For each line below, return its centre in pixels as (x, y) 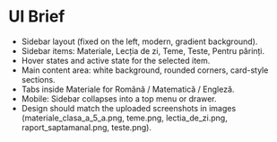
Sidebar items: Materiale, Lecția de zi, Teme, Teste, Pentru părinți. (143, 50)
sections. (38, 79)
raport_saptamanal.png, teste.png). (86, 127)
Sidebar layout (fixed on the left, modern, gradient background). (139, 41)
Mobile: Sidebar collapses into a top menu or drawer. (119, 98)
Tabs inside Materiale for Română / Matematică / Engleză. (128, 89)
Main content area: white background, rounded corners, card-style (145, 70)
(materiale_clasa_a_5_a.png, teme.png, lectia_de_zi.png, (124, 118)
